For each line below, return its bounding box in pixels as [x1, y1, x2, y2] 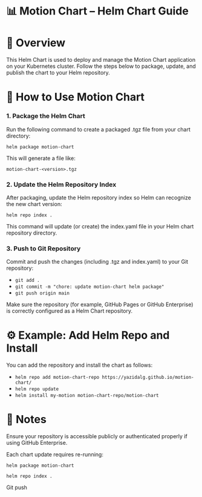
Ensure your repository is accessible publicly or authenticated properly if [6, 433, 187, 440]
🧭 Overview [6, 36, 65, 50]
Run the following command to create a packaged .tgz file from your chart [6, 125, 191, 133]
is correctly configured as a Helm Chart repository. [6, 307, 133, 315]
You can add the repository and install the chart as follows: [6, 361, 153, 369]
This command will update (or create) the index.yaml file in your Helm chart [6, 222, 194, 230]
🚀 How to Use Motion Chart [6, 90, 145, 104]
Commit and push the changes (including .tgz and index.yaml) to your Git [6, 258, 189, 265]
